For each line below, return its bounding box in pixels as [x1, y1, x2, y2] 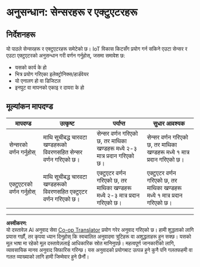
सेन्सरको [9, 140, 28, 148]
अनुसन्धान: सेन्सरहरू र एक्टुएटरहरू [6, 5, 138, 19]
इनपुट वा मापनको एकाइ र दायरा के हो [14, 84, 85, 91]
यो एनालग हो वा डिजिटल [14, 77, 61, 84]
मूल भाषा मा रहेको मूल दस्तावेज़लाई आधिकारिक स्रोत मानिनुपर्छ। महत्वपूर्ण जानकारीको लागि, [6, 240, 176, 247]
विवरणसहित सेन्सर [43, 148, 83, 156]
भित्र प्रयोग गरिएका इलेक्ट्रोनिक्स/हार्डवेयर [14, 71, 89, 77]
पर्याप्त [112, 119, 126, 128]
